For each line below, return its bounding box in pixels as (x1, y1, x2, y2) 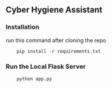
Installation (5, 23, 40, 31)
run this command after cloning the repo (5, 36, 107, 44)
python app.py (16, 75, 52, 82)
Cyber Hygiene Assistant (5, 5, 102, 15)
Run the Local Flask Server (5, 62, 86, 71)
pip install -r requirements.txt (16, 48, 101, 54)
